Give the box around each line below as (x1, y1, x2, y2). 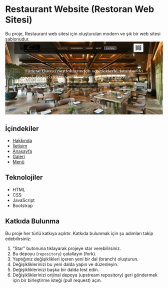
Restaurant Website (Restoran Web (5, 3, 154, 15)
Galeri (12, 153, 25, 159)
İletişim (12, 143, 27, 149)
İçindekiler (5, 124, 39, 133)
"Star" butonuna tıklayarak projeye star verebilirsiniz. (12, 245, 121, 251)
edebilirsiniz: (5, 235, 31, 241)
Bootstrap (12, 202, 33, 208)
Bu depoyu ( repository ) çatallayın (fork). (12, 250, 96, 256)
